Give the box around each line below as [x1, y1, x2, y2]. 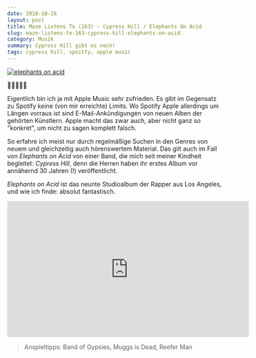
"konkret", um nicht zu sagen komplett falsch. [7, 124, 137, 132]
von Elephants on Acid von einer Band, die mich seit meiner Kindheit [7, 151, 202, 160]
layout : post [7, 17, 45, 23]
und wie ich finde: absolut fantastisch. [7, 187, 116, 196]
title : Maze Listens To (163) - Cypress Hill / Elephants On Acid [7, 23, 202, 30]
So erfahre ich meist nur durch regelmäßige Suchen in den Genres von [7, 137, 208, 145]
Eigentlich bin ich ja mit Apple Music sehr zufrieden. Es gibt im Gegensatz [7, 94, 217, 102]
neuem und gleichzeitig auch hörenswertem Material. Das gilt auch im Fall [7, 144, 217, 153]
